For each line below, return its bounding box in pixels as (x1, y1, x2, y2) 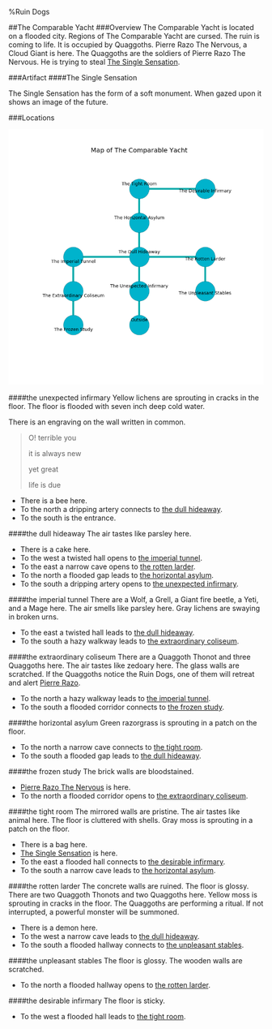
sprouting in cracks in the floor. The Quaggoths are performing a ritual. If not (8, 898, 264, 908)
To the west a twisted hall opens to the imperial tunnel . (19, 553, 202, 562)
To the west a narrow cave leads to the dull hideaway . (19, 932, 200, 941)
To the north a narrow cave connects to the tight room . (19, 743, 203, 751)
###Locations (8, 113, 55, 123)
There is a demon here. (19, 923, 99, 932)
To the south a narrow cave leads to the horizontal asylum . (19, 866, 216, 875)
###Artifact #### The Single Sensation (8, 73, 138, 82)
